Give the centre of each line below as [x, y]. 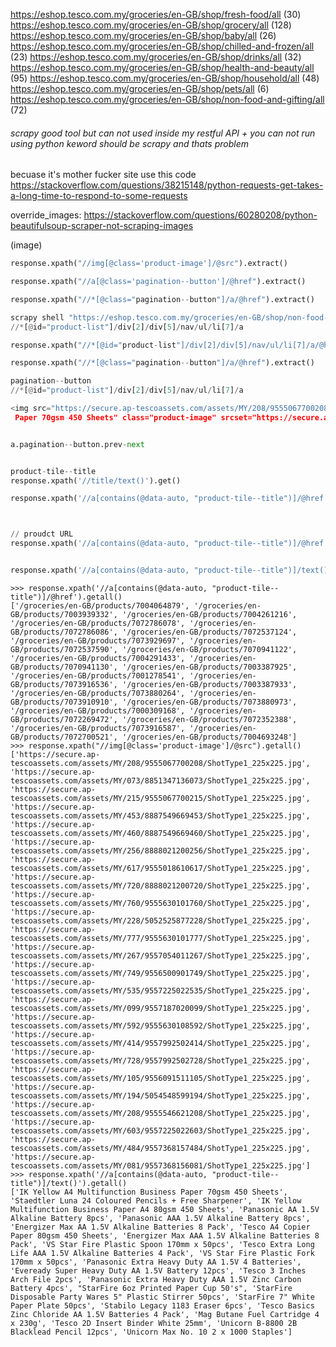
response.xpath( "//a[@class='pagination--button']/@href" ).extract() [158, 282]
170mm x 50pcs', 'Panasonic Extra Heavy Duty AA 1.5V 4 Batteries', [156, 1262]
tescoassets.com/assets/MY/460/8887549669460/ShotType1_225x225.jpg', [160, 833]
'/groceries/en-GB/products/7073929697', [98, 640]
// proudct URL [42, 534]
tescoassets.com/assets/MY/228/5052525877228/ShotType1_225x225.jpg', [160, 920]
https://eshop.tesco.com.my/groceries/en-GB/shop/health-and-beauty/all [162, 67]
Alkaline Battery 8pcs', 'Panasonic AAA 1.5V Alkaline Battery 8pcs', [160, 1218]
